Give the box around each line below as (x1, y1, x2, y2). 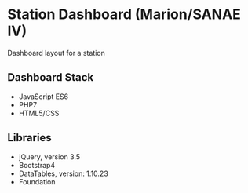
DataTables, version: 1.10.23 (18, 169, 109, 178)
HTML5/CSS (18, 108, 60, 118)
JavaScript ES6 (18, 92, 69, 101)
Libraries (7, 131, 52, 144)
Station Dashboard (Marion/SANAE (7, 5, 241, 24)
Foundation (18, 177, 56, 186)
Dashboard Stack (7, 71, 94, 84)
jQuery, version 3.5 (18, 151, 80, 162)
